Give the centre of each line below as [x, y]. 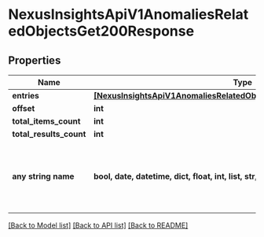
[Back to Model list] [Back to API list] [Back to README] [98, 225]
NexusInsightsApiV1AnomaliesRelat [128, 15]
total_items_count [46, 121]
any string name [43, 176]
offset [24, 108]
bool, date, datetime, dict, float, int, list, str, [176, 176]
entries [26, 96]
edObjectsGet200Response [101, 31]
